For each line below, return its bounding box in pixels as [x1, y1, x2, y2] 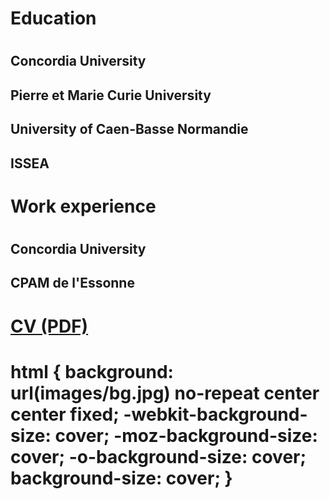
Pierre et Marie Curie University [10, 87, 212, 104]
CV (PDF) [10, 315, 89, 337]
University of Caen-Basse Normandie [10, 121, 249, 138]
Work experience [10, 195, 157, 217]
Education [10, 7, 97, 30]
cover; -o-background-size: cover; [10, 445, 307, 468]
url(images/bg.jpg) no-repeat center [10, 382, 320, 404]
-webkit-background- [123, 403, 308, 426]
